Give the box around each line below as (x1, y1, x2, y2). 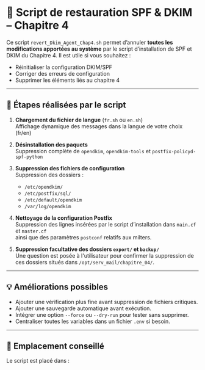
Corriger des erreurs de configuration (15, 70, 110, 77)
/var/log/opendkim (24, 203, 71, 209)
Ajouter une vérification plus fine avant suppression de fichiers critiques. (15, 298, 198, 305)
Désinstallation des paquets (15, 140, 88, 148)
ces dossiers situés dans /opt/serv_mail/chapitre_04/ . (15, 258, 154, 266)
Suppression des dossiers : (15, 171, 84, 178)
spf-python (15, 154, 43, 160)
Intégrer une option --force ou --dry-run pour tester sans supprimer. (15, 311, 189, 318)
